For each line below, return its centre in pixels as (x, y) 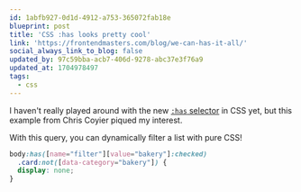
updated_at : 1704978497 (54, 69)
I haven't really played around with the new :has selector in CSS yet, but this (151, 110)
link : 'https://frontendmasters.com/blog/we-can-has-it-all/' (128, 43)
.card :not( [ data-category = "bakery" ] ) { (92, 162)
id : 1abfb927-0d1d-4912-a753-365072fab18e (90, 18)
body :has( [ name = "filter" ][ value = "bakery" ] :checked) (108, 154)
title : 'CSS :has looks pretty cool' (80, 34)
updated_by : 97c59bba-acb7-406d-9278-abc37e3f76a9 (106, 59)
